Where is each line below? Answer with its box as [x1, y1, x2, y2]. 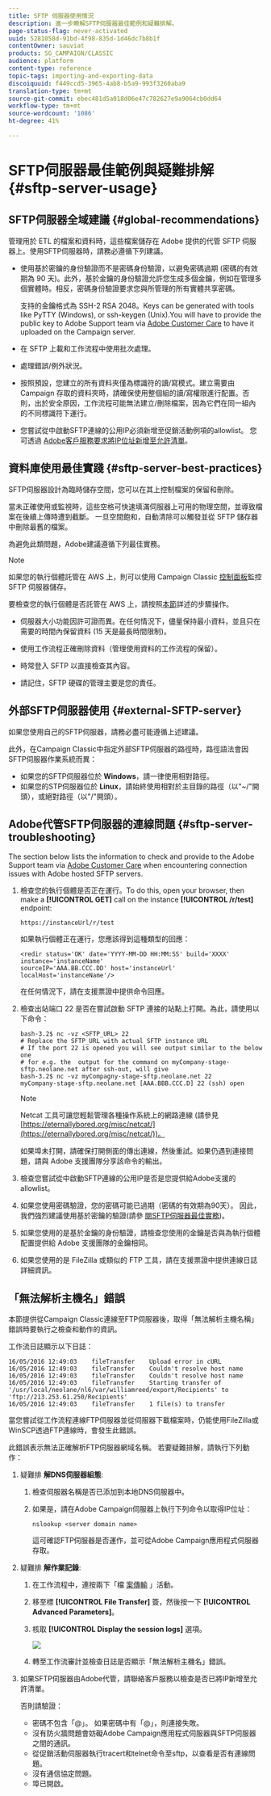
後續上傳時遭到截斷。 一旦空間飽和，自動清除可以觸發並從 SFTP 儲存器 [22, 511, 259, 521]
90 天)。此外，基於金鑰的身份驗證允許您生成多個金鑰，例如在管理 [35, 273, 256, 283]
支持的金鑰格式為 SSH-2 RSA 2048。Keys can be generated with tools [19, 301, 255, 310]
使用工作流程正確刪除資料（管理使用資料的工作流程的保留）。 [19, 643, 222, 653]
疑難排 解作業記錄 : [19, 1563, 81, 1572]
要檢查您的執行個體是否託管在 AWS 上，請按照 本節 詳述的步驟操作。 [8, 599, 234, 608]
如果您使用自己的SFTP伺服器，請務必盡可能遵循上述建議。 [8, 726, 203, 736]
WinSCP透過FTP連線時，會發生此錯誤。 [8, 1425, 141, 1435]
